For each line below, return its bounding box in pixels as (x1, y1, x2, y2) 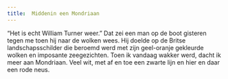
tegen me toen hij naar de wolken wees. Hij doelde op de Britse (7, 36, 186, 45)
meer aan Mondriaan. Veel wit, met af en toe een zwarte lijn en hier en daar (7, 58, 220, 66)
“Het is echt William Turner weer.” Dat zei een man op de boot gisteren (7, 29, 207, 37)
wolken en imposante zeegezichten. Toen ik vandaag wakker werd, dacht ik (7, 51, 221, 59)
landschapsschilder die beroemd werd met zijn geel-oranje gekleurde (7, 43, 204, 52)
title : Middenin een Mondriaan (7, 10, 100, 17)
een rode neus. (7, 65, 50, 74)
